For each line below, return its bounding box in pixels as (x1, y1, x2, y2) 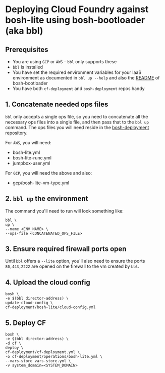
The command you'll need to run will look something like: (5, 208, 124, 214)
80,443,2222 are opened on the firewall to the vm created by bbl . (5, 263, 140, 269)
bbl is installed (12, 64, 43, 70)
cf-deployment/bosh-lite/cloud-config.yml (5, 305, 96, 310)
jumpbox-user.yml (12, 160, 50, 166)
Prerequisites (5, 45, 48, 54)
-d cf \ (5, 341, 22, 346)
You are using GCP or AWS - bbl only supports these (12, 59, 117, 64)
